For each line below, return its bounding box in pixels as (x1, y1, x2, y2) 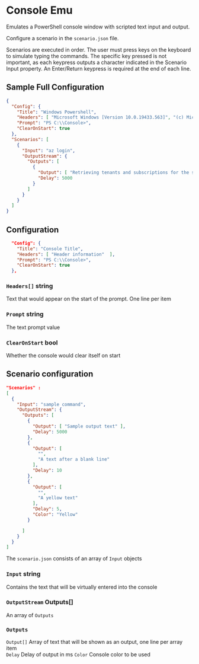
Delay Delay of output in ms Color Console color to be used (6, 651, 151, 658)
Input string (6, 570, 41, 578)
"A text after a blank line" (37, 456, 110, 462)
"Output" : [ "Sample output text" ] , (32, 423, 126, 430)
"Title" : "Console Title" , (17, 245, 84, 252)
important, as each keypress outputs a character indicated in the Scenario (6, 59, 187, 66)
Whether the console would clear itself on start (6, 352, 121, 359)
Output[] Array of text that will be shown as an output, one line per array (6, 639, 183, 646)
